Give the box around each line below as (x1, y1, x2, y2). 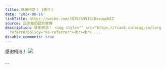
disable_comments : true (5, 35, 55, 40)
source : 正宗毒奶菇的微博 (5, 21, 53, 26)
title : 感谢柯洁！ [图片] (5, 7, 54, 12)
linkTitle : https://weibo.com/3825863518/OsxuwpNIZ (5, 16, 114, 21)
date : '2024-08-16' (5, 12, 46, 17)
